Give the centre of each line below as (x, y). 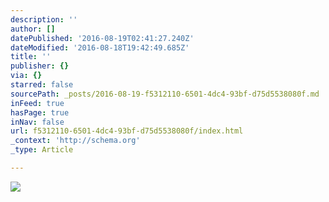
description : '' (44, 19)
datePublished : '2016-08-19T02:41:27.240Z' (102, 38)
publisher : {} (40, 66)
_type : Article (42, 150)
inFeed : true (37, 103)
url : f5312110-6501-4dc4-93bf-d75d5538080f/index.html (127, 131)
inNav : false (37, 122)
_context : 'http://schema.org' (75, 141)
